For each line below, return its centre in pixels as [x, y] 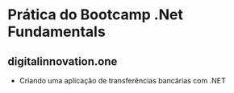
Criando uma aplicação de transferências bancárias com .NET [123, 81]
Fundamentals [56, 32]
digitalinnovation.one [63, 61]
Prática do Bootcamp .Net [95, 15]
